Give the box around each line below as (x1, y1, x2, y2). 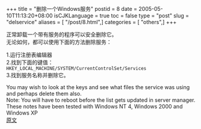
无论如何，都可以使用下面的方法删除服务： (6, 39, 112, 45)
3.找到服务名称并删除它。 (6, 72, 69, 78)
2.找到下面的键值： (6, 59, 54, 66)
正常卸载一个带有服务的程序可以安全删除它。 (6, 31, 117, 38)
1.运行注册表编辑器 (6, 51, 52, 58)
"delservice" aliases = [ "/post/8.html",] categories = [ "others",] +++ (6, 19, 177, 25)
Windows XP (6, 109, 38, 116)
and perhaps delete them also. (6, 90, 82, 97)
